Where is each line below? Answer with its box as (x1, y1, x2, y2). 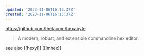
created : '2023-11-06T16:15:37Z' (5, 12, 76, 17)
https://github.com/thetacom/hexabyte (5, 25, 86, 31)
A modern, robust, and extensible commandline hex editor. (17, 35, 139, 41)
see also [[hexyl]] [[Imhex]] (5, 45, 62, 51)
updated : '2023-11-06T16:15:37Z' (5, 7, 76, 12)
